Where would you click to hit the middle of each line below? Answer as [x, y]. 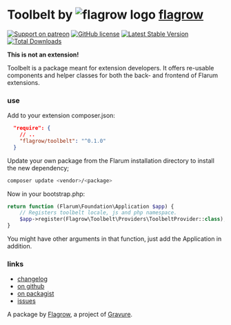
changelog [32, 279]
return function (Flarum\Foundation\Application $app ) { [91, 206]
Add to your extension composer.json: [61, 116]
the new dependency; [38, 168]
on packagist [36, 294]
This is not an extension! [43, 55]
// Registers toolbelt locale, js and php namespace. [98, 213]
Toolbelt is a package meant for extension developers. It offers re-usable [111, 68]
